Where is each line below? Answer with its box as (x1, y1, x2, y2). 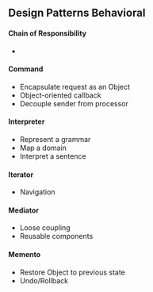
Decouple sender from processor (19, 98, 128, 108)
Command (8, 64, 44, 74)
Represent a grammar (19, 135, 91, 144)
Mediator (8, 206, 40, 215)
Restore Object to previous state (19, 267, 125, 277)
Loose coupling (19, 223, 71, 232)
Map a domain (19, 143, 67, 152)
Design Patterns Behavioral (8, 6, 146, 20)
